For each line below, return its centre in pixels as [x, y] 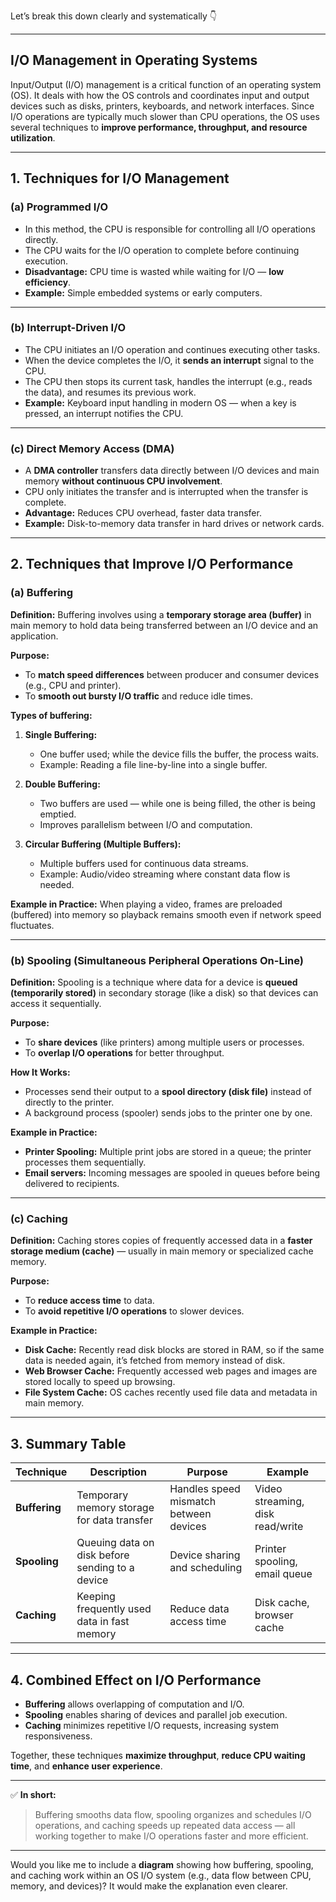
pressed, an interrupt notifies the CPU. [104, 413]
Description [118, 1472]
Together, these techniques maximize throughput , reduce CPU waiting [158, 1755]
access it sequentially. [56, 1004]
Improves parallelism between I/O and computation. [146, 824]
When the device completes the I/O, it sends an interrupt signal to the [169, 360]
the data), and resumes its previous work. [110, 392]
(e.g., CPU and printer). [73, 685]
